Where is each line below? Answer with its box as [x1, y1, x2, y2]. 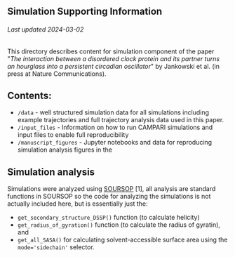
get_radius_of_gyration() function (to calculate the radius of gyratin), [17, 220, 221, 229]
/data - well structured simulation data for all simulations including [17, 108, 209, 117]
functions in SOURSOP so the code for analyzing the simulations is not [7, 192, 211, 201]
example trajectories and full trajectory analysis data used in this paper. [17, 116, 224, 124]
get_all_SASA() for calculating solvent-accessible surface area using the [17, 235, 228, 244]
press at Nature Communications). [7, 70, 107, 78]
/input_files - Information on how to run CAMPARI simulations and [17, 123, 213, 132]
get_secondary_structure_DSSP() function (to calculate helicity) [17, 213, 200, 222]
